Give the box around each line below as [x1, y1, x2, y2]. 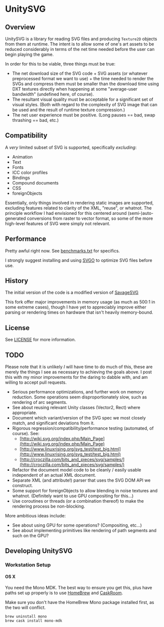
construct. [12, 483, 33, 488]
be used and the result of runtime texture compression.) [12, 107, 125, 113]
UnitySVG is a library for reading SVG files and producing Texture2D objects [5, 36, 158, 42]
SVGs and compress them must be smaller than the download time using [12, 81, 159, 87]
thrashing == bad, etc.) [12, 117, 59, 123]
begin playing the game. [5, 51, 54, 57]
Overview [5, 23, 36, 31]
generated [5, 215, 26, 221]
